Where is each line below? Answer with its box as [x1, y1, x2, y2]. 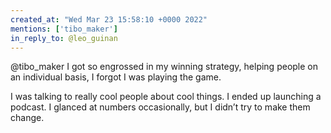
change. [10, 112, 45, 124]
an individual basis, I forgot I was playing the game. [10, 71, 222, 83]
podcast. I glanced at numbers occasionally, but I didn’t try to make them [10, 101, 311, 113]
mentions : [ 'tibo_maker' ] [10, 24, 118, 34]
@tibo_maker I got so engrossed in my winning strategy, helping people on [10, 61, 319, 73]
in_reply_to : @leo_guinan [10, 33, 118, 43]
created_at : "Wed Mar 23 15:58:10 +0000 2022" [10, 14, 208, 25]
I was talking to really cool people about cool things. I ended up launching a [10, 91, 322, 103]
